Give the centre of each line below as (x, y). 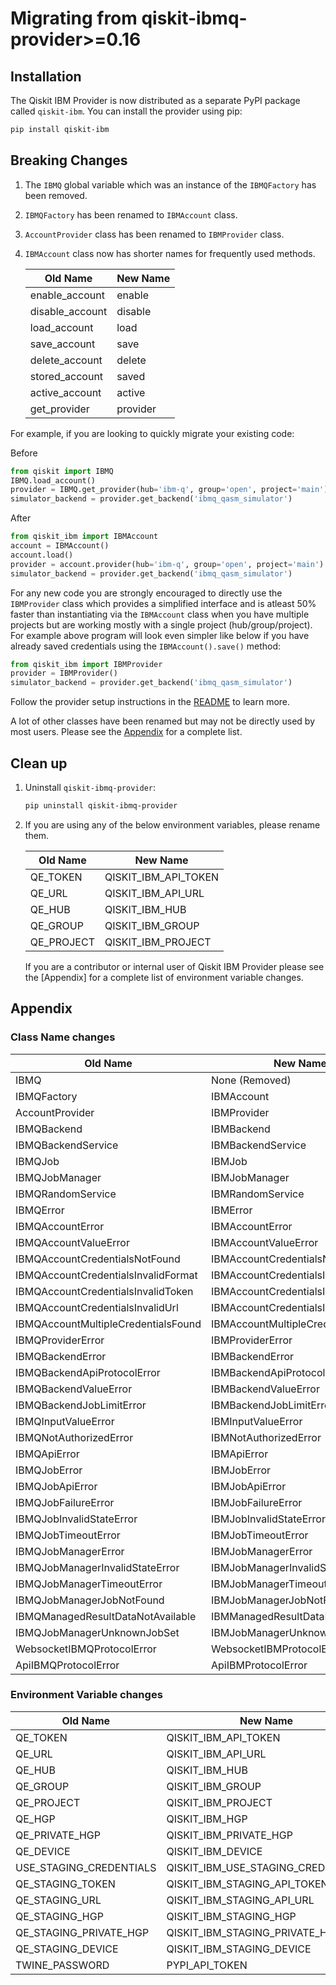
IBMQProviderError (60, 1340)
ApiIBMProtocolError (259, 1665)
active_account (65, 392)
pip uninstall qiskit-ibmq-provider (101, 806)
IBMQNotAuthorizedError (74, 1437)
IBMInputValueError (256, 1421)
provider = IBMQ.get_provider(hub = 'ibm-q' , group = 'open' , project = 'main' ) (169, 490)
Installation (46, 76)
